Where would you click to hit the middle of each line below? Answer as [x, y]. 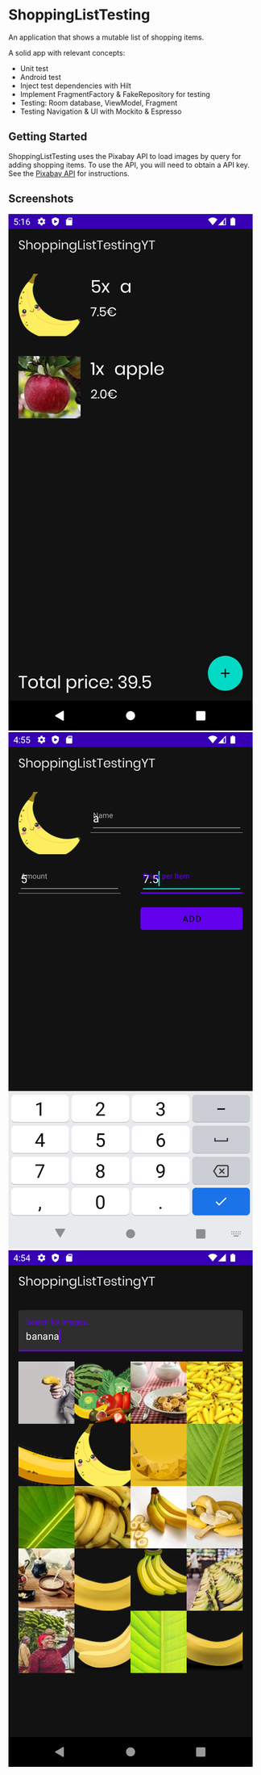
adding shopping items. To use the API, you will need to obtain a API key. [129, 165]
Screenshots [41, 199]
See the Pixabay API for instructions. [69, 173]
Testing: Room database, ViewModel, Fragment [99, 103]
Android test [41, 77]
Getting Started [48, 137]
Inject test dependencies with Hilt [75, 86]
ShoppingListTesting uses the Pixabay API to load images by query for [125, 156]
